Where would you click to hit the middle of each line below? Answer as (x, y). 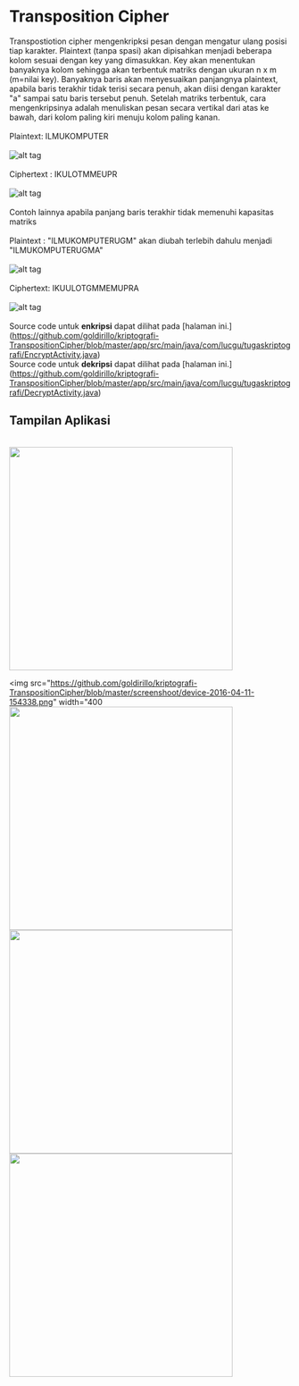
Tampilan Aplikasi (60, 420)
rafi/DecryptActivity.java (54, 392)
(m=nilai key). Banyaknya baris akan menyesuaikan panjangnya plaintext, (144, 79)
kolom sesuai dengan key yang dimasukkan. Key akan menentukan (133, 60)
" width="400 (78, 701)
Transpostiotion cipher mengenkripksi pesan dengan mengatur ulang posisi (148, 41)
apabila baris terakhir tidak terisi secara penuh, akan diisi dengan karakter (145, 88)
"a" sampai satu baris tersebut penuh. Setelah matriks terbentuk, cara (137, 98)
